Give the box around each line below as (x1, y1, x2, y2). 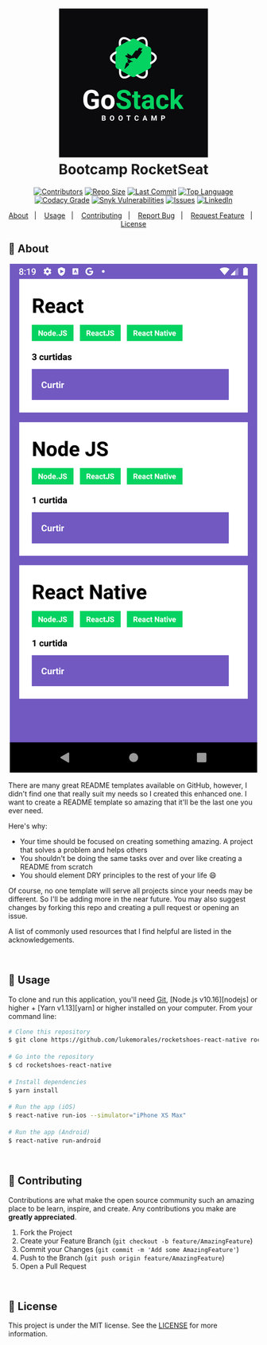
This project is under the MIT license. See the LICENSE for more (8, 1320, 219, 1331)
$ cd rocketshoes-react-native (8, 1061, 112, 1069)
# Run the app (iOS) (8, 1103, 77, 1111)
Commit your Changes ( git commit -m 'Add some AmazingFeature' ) (19, 1244, 240, 1254)
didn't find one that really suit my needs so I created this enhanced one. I (8, 789, 248, 798)
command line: (8, 1011, 57, 1021)
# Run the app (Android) (8, 1129, 91, 1137)
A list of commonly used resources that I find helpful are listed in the (8, 926, 232, 936)
